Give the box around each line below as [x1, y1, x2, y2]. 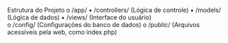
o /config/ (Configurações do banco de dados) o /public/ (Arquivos [7, 21, 200, 28]
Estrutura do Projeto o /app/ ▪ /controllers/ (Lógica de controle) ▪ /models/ [7, 6, 222, 14]
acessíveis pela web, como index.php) [7, 28, 117, 36]
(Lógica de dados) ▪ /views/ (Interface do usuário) [7, 13, 152, 21]
